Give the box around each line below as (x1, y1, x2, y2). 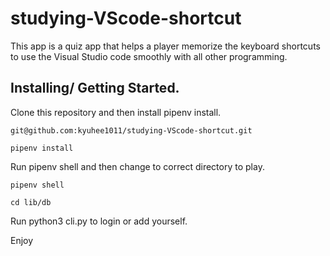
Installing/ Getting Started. (10, 80, 180, 97)
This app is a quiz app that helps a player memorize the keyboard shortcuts (10, 40, 321, 52)
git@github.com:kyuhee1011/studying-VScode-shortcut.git (10, 125, 253, 136)
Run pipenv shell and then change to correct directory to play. (10, 160, 265, 172)
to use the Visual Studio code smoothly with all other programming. (10, 50, 288, 62)
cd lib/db (10, 197, 52, 207)
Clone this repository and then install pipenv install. (10, 106, 222, 118)
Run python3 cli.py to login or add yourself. (10, 215, 188, 227)
